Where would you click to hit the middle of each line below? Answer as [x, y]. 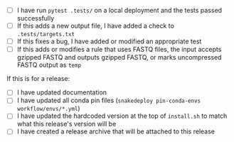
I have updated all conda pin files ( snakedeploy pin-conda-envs [108, 100]
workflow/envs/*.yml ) [48, 109]
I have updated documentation [62, 92]
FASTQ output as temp [49, 65]
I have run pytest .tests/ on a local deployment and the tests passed [119, 10]
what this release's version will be [67, 124]
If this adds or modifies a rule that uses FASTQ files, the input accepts [119, 50]
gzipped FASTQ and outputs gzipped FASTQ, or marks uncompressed [119, 58]
